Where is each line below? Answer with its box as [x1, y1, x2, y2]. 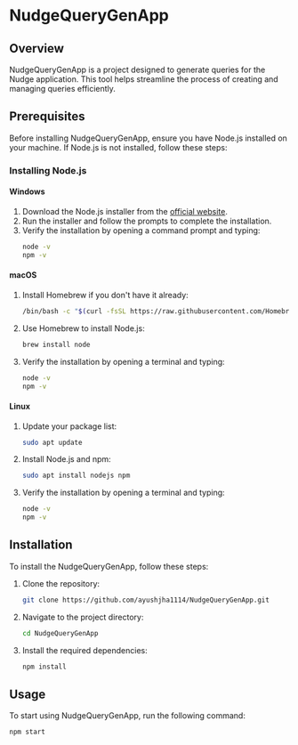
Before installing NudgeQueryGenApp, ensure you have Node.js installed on [9, 133, 287, 143]
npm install [21, 662, 67, 671]
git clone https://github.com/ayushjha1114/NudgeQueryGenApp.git [21, 595, 270, 604]
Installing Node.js [9, 164, 87, 176]
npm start [9, 727, 46, 737]
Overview [9, 41, 65, 56]
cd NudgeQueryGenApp [21, 628, 99, 637]
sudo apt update [21, 438, 83, 447]
